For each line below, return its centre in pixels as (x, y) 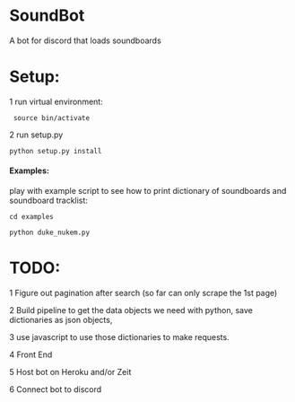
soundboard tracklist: (48, 201)
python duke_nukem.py (50, 233)
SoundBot (47, 16)
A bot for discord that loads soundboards (85, 40)
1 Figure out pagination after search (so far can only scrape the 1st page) (143, 293)
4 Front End (31, 354)
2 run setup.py (36, 135)
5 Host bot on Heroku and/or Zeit (70, 372)
